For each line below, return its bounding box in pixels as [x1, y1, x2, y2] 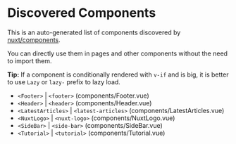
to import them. [7, 56, 52, 65]
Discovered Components [7, 5, 156, 21]
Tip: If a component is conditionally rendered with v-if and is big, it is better [7, 70, 229, 79]
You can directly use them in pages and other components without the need [7, 49, 228, 58]
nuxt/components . [7, 35, 61, 44]
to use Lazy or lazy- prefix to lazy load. [7, 77, 121, 86]
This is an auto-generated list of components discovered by [7, 28, 181, 37]
